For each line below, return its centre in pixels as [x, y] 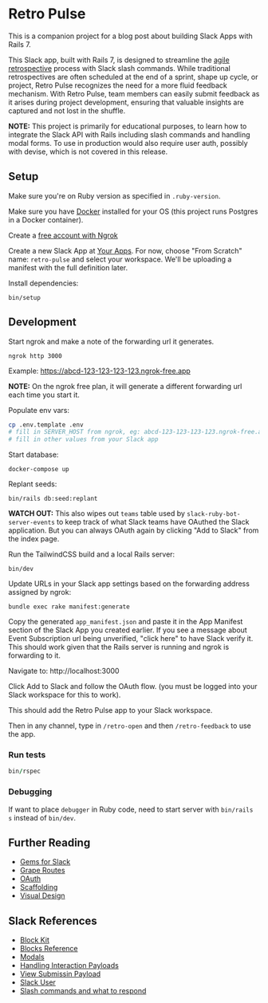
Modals [32, 957]
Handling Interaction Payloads [69, 966]
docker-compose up [39, 470]
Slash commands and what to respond [83, 991]
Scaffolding [39, 887]
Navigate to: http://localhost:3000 [64, 671]
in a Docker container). [46, 219]
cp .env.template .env [46, 425]
